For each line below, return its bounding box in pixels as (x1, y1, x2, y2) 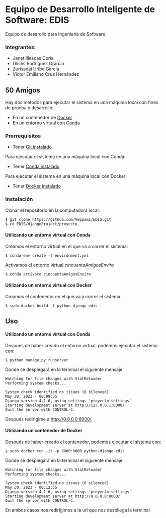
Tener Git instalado (12, 144, 52, 150)
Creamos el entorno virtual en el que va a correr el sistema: (5, 243, 128, 249)
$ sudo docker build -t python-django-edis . (5, 303, 102, 309)
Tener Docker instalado (12, 183, 61, 189)
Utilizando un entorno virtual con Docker (5, 282, 92, 289)
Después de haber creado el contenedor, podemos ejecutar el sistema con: (5, 439, 161, 445)
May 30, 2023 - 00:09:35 (5, 394, 57, 399)
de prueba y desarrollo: (5, 105, 54, 111)
